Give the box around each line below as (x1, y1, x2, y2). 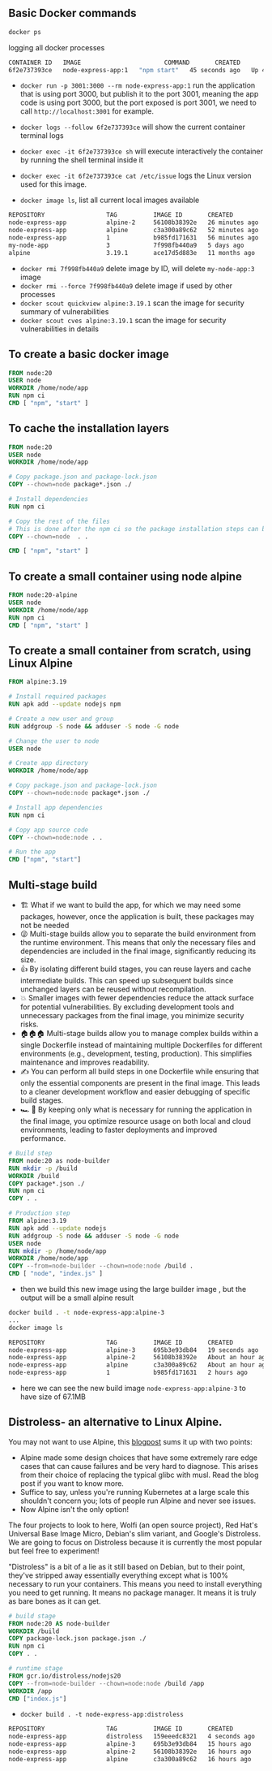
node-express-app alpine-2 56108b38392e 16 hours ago (8, 1747, 252, 1756)
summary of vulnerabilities (19, 306, 109, 316)
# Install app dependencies (8, 803, 104, 811)
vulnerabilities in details (19, 324, 100, 334)
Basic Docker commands (8, 6, 137, 20)
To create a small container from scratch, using (8, 643, 252, 657)
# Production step (8, 1209, 70, 1217)
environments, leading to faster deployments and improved (19, 1125, 218, 1134)
